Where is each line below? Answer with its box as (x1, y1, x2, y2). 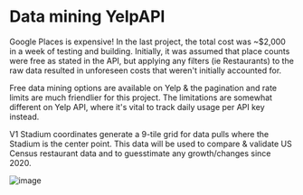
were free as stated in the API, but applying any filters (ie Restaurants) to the (9, 55, 294, 66)
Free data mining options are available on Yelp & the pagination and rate (9, 82, 278, 93)
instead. (9, 111, 40, 122)
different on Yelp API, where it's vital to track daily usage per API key (9, 101, 265, 112)
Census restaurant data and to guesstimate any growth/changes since (9, 147, 271, 159)
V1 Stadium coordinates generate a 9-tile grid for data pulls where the (9, 128, 270, 139)
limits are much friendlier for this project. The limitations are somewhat (9, 92, 273, 103)
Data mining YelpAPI (9, 6, 166, 27)
